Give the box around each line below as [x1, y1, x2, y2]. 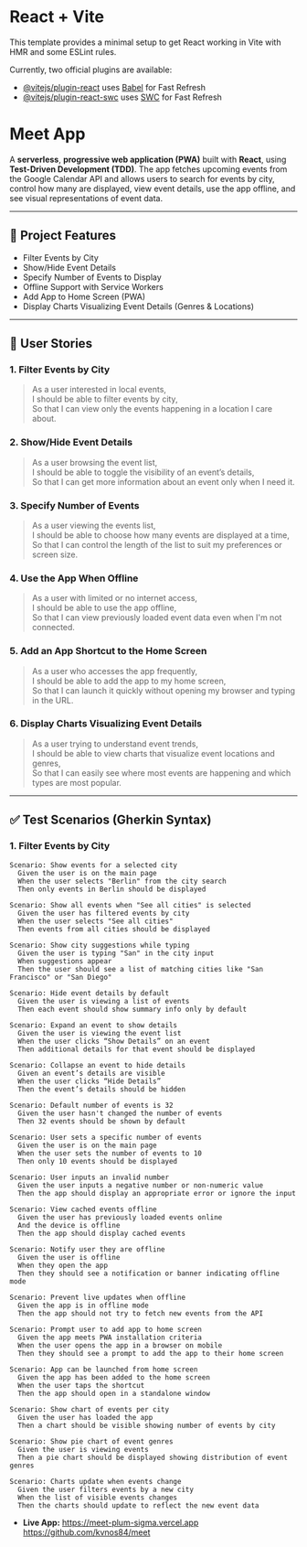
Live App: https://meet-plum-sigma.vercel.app [22, 1517, 199, 1528]
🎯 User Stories [9, 336, 93, 351]
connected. [31, 622, 76, 633]
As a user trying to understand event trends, [31, 738, 199, 749]
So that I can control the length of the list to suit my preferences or [31, 539, 283, 550]
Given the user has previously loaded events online [17, 1212, 223, 1222]
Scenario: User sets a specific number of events [9, 1133, 203, 1142]
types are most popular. [31, 777, 122, 788]
